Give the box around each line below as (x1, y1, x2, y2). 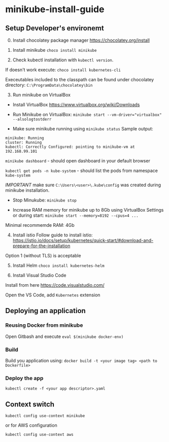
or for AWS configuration (5, 422, 57, 428)
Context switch (5, 400, 55, 409)
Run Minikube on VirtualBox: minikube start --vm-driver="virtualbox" (12, 112, 162, 117)
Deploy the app (5, 375, 44, 382)
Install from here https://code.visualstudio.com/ (5, 282, 105, 288)
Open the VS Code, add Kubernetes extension (5, 292, 100, 298)
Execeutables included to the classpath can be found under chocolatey (5, 77, 154, 82)
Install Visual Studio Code (12, 273, 66, 278)
